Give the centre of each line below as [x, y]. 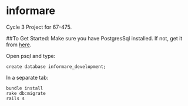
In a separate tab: [27, 77]
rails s [16, 98]
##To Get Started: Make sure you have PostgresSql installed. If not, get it [94, 38]
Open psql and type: [31, 56]
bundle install [25, 88]
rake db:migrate [26, 93]
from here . [19, 45]
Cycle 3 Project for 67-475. [39, 27]
